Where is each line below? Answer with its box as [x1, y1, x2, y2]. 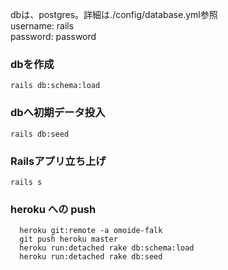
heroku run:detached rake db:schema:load [19, 243, 195, 253]
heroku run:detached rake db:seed [19, 252, 163, 262]
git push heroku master [19, 234, 118, 245]
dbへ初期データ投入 [10, 106, 106, 120]
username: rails [10, 20, 75, 32]
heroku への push [10, 202, 97, 216]
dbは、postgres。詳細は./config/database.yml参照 [10, 9, 218, 20]
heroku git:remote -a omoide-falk [19, 226, 163, 236]
